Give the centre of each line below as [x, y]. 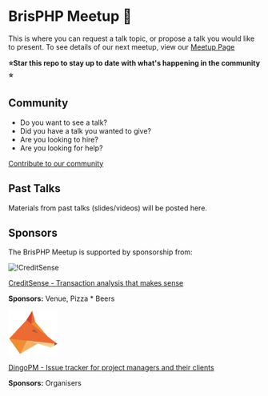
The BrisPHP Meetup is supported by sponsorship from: [101, 252]
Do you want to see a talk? [64, 122]
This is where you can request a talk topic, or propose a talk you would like [132, 38]
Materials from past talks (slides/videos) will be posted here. [108, 208]
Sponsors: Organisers [45, 383]
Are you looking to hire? [59, 139]
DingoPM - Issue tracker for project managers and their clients [111, 368]
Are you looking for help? [61, 148]
